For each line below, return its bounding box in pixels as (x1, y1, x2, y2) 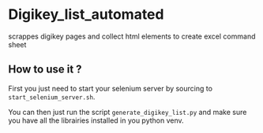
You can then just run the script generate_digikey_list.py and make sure (8, 107, 247, 116)
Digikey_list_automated (8, 6, 164, 24)
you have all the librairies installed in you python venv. (8, 116, 184, 125)
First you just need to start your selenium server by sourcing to (8, 83, 213, 93)
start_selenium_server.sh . (8, 92, 96, 102)
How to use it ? (8, 63, 82, 76)
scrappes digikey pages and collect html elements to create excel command (8, 31, 256, 41)
